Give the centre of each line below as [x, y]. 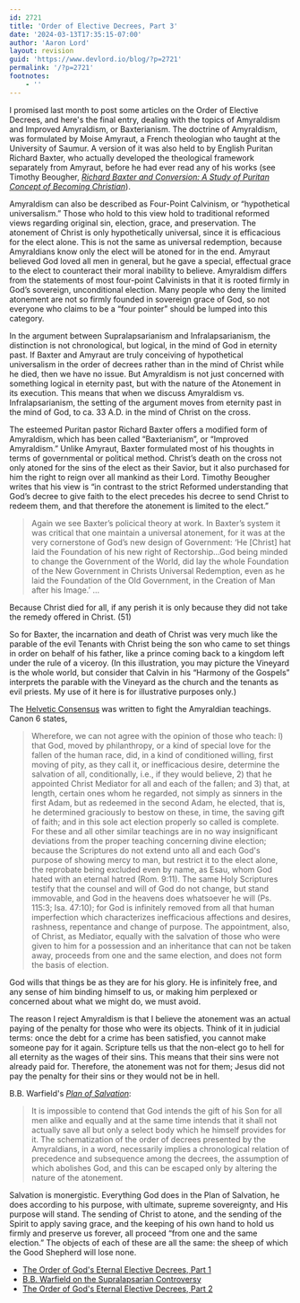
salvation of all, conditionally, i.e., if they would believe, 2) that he [151, 774]
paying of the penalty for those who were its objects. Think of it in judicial [145, 1028]
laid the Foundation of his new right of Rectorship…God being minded [159, 551]
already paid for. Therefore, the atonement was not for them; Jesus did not [147, 1066]
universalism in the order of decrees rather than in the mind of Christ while [147, 364]
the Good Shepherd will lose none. [73, 1252]
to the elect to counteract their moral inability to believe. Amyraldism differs [148, 270]
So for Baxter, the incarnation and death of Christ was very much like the [144, 634]
